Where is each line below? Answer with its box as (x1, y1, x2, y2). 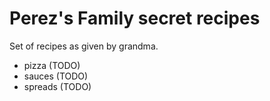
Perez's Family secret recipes (9, 7, 261, 30)
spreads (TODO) (23, 80, 92, 92)
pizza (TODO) (23, 59, 81, 71)
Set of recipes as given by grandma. (9, 40, 159, 52)
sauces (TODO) (23, 70, 89, 82)
